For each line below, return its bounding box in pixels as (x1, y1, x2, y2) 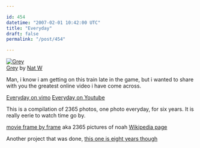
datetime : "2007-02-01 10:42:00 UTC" (6, 19, 101, 26)
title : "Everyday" (6, 25, 52, 31)
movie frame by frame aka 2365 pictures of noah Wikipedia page (6, 123, 168, 131)
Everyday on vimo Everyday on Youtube (6, 94, 105, 101)
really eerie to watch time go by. (6, 112, 86, 119)
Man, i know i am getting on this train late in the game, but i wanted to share (6, 76, 194, 83)
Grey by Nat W (6, 64, 43, 72)
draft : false (6, 31, 39, 37)
